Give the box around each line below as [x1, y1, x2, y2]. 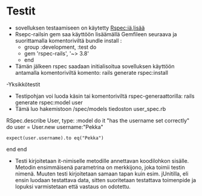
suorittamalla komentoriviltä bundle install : [15, 37, 122, 44]
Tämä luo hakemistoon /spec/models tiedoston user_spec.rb [15, 105, 166, 112]
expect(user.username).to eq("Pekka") [6, 134, 104, 141]
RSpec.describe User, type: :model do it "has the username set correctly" [6, 116, 190, 124]
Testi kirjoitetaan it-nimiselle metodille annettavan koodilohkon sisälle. [15, 157, 189, 164]
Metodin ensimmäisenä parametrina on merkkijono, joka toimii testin [15, 163, 186, 171]
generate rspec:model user [15, 98, 83, 106]
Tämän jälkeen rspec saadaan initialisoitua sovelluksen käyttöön [15, 62, 175, 70]
